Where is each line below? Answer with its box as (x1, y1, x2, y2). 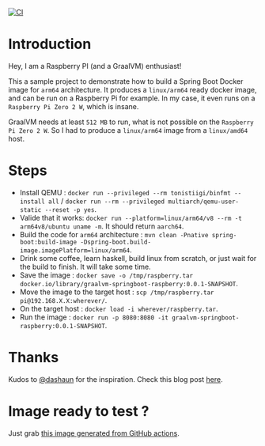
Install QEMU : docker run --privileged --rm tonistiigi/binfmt (19, 187, 231, 197)
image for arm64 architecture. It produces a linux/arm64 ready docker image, (8, 85, 257, 94)
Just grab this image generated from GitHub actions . (8, 428, 180, 438)
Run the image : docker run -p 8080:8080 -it (19, 312, 168, 322)
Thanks (8, 349, 59, 367)
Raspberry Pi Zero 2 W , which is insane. (8, 101, 139, 111)
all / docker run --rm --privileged (48, 196, 165, 206)
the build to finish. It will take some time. (19, 262, 152, 271)
